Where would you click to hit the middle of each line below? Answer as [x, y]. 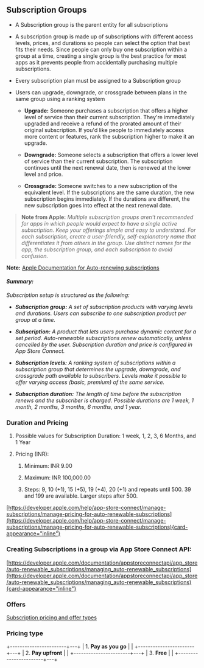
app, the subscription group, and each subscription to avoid [97, 249]
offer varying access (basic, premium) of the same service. [90, 382]
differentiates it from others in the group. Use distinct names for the [106, 243]
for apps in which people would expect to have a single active [99, 223]
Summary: [20, 282]
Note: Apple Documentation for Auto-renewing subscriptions [83, 268]
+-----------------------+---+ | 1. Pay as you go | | [70, 647]
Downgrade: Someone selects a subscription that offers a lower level [111, 155]
